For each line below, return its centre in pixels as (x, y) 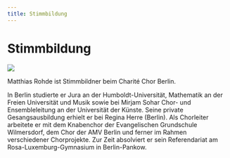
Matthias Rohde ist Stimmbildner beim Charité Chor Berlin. (92, 81)
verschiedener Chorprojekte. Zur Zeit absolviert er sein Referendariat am (113, 139)
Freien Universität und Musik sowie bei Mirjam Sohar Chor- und (99, 102)
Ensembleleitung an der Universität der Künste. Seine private (96, 110)
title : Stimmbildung (38, 14)
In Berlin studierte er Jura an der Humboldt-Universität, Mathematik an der (115, 95)
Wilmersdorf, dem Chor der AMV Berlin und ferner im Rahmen (97, 132)
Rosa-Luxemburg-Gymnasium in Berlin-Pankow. (77, 147)
